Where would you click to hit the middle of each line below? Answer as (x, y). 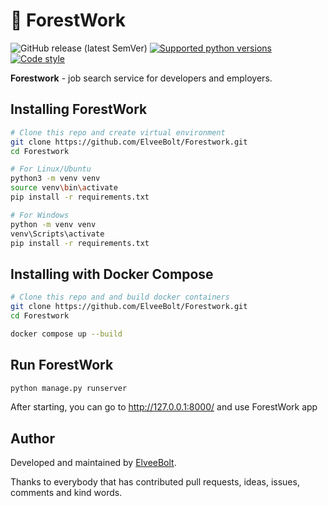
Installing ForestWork (79, 109)
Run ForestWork (62, 365)
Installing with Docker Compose (112, 274)
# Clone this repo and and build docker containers (120, 297)
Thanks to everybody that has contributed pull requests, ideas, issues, (155, 482)
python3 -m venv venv (55, 179)
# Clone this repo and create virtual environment (118, 132)
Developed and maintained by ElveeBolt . (93, 463)
